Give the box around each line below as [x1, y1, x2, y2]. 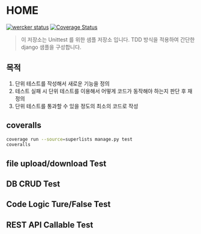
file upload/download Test [6, 158, 107, 168]
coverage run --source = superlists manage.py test [6, 136, 133, 142]
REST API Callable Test [6, 220, 94, 230]
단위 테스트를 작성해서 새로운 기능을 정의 [14, 79, 110, 87]
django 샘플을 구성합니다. [20, 43, 82, 51]
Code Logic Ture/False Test [6, 199, 111, 209]
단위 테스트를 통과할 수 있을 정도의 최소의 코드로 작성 [14, 102, 139, 109]
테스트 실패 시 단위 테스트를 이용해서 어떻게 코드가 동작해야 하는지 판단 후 [14, 87, 187, 94]
